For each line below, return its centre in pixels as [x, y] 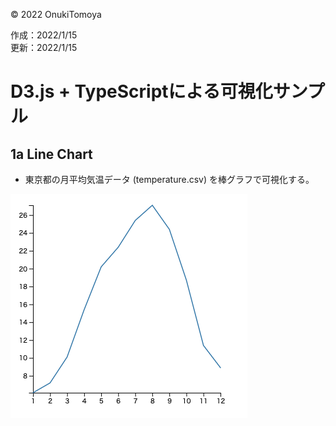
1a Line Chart [51, 154]
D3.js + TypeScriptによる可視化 [141, 91]
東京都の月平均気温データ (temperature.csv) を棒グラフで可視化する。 [169, 179]
